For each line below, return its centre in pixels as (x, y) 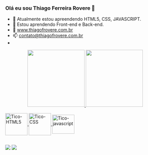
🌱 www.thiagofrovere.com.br (43, 30)
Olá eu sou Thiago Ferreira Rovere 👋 (50, 8)
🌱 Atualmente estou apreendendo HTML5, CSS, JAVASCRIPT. (77, 19)
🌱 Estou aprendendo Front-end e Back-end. (58, 24)
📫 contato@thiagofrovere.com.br (48, 35)
